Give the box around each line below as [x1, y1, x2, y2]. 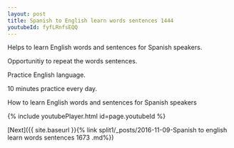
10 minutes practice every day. [7, 85, 98, 93]
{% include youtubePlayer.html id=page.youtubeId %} [7, 112, 166, 121]
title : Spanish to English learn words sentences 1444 [7, 17, 174, 24]
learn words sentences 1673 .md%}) [7, 133, 114, 142]
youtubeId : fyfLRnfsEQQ [7, 23, 78, 31]
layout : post [7, 10, 46, 18]
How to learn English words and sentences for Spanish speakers [7, 98, 198, 107]
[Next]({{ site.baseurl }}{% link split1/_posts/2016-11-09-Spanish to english [7, 126, 228, 134]
